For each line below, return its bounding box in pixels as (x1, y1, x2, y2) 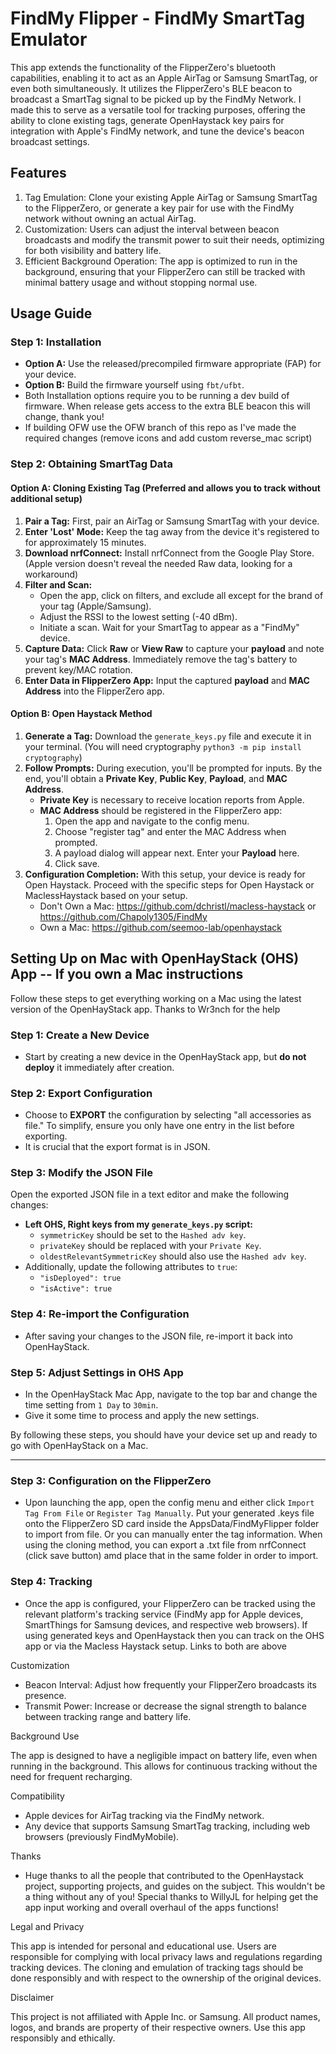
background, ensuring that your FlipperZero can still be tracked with (24, 265, 306, 277)
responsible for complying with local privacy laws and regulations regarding (10, 1950, 323, 1962)
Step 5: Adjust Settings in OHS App (10, 1365, 184, 1379)
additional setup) (10, 492, 83, 504)
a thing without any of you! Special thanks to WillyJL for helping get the (24, 1890, 319, 1902)
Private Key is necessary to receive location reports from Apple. (39, 793, 305, 806)
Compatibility (10, 1790, 65, 1802)
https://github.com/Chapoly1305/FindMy (39, 910, 208, 922)
